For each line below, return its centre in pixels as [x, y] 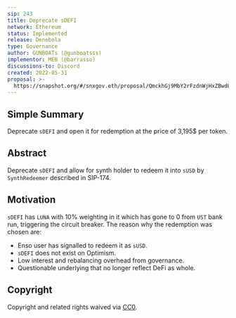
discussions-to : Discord [44, 66]
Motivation [32, 200]
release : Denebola [34, 40]
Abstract [27, 153]
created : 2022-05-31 [38, 72]
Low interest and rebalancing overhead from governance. [101, 260]
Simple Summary [46, 114]
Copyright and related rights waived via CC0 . [72, 307]
